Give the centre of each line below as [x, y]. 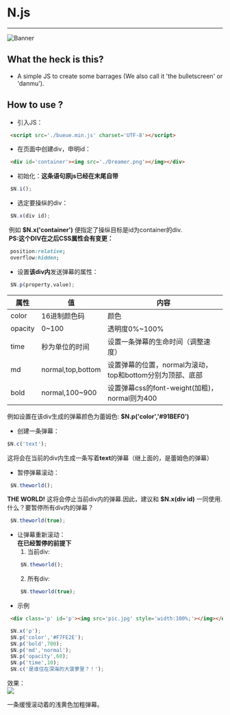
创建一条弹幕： [38, 431]
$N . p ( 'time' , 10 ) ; [35, 663]
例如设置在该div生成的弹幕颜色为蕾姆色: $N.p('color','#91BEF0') [98, 416]
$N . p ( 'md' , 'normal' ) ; [41, 650]
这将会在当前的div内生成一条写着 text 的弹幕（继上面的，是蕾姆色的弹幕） [110, 457]
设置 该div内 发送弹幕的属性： [57, 271]
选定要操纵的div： [42, 203]
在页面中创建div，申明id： [54, 149]
